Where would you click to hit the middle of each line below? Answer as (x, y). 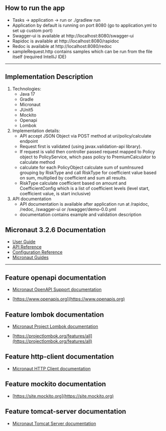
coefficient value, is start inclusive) (55, 193)
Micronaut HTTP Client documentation (51, 368)
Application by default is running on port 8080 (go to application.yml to (84, 25)
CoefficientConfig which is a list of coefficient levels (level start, (84, 188)
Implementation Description (49, 77)
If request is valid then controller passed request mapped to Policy (87, 151)
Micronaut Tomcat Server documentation (54, 423)
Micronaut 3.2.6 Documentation (56, 230)
